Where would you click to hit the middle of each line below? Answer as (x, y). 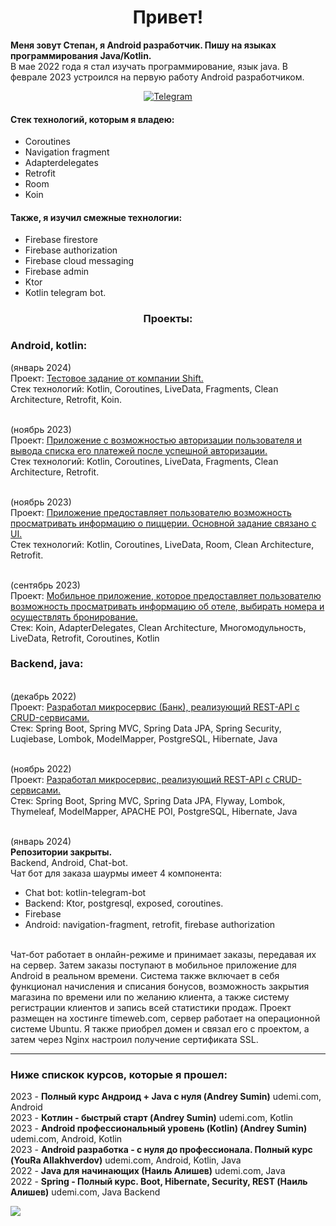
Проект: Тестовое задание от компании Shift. (107, 378)
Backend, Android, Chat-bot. (69, 862)
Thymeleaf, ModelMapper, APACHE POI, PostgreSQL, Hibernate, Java (154, 811)
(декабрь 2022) (43, 696)
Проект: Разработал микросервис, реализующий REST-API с (140, 779)
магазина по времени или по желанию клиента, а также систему (150, 997)
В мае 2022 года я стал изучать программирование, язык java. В (149, 66)
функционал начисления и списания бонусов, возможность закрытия (160, 986)
